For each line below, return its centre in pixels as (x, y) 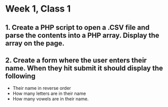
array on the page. (35, 43)
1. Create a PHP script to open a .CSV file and (77, 28)
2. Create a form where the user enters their (76, 60)
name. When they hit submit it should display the (84, 68)
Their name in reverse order (42, 88)
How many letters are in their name (49, 93)
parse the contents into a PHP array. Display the (82, 35)
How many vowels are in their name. (51, 99)
